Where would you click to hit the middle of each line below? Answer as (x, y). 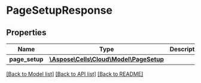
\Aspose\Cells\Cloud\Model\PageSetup (107, 59)
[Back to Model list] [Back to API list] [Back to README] (75, 74)
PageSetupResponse (59, 10)
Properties (26, 33)
